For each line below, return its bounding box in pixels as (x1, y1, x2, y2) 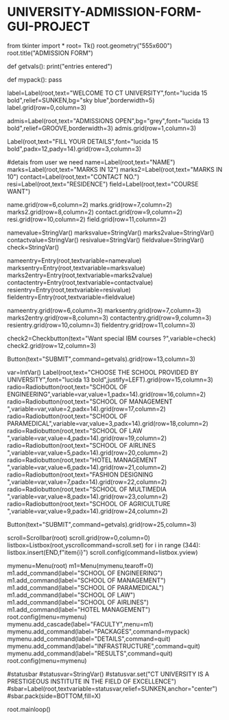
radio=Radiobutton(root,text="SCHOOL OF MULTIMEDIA (7, 485, 167, 493)
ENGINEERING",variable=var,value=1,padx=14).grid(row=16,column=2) (7, 390, 206, 398)
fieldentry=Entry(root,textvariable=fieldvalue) (7, 293, 135, 301)
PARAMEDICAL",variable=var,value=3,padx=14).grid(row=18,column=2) (7, 419, 209, 427)
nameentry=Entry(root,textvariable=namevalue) (7, 256, 142, 265)
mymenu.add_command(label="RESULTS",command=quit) (7, 649, 173, 657)
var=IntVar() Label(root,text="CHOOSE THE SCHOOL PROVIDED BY (7, 368, 199, 376)
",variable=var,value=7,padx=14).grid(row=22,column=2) (7, 477, 167, 486)
